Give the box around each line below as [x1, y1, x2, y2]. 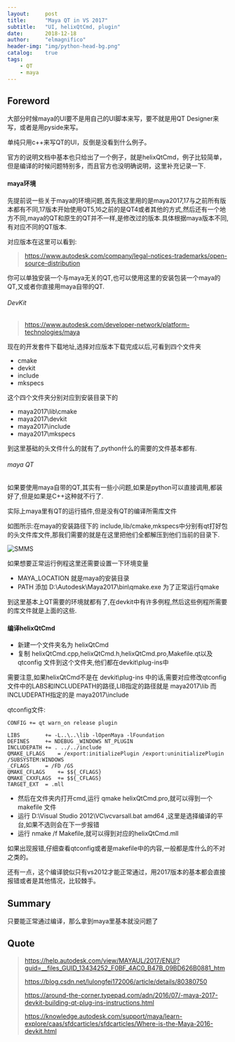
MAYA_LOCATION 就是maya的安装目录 [17, 573, 130, 582]
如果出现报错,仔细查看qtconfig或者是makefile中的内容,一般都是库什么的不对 [7, 844, 226, 853]
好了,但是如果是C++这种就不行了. [7, 492, 104, 500]
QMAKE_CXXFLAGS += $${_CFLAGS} [7, 775, 102, 782]
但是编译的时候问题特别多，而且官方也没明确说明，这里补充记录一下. [7, 162, 206, 171]
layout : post [7, 10, 58, 18]
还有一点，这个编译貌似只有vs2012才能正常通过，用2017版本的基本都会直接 [7, 868, 226, 876]
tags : [7, 56, 23, 63]
